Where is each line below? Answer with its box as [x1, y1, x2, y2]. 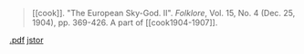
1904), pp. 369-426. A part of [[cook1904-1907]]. [31, 17, 218, 28]
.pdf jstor [9, 35, 44, 45]
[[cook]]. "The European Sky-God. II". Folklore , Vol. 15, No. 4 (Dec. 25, [31, 8, 296, 18]
